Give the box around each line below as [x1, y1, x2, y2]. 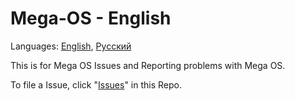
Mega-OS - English [10, 7, 172, 30]
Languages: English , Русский [10, 40, 132, 52]
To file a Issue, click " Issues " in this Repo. [10, 78, 182, 91]
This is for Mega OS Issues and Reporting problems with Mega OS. [10, 59, 286, 71]
